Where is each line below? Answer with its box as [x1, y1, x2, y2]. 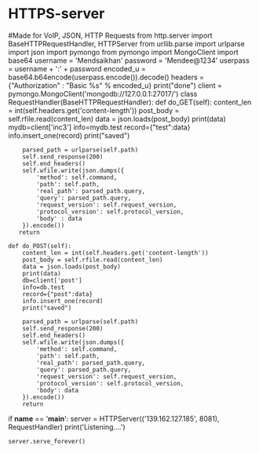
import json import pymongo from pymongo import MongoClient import [8, 47, 239, 57]
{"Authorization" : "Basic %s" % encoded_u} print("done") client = [8, 80, 222, 90]
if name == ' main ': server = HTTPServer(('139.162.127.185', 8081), [8, 414, 220, 423]
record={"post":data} [22, 290, 93, 298]
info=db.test [22, 283, 65, 291]
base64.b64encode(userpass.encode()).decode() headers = [8, 72, 205, 82]
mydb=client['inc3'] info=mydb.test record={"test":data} [8, 122, 191, 132]
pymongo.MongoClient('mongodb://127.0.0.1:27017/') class [8, 89, 198, 98]
